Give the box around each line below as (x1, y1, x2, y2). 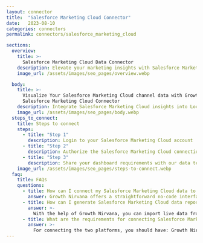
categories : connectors (6, 25, 66, 32)
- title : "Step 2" (22, 143, 69, 149)
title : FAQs (17, 177, 47, 183)
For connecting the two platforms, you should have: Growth (33, 227, 188, 233)
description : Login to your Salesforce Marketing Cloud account (28, 137, 193, 144)
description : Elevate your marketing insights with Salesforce (17, 65, 180, 71)
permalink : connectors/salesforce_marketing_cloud (6, 31, 137, 37)
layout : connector (6, 8, 53, 15)
